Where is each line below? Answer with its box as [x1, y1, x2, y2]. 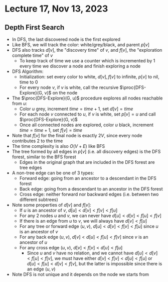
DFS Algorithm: [12, 68, 44, 74]
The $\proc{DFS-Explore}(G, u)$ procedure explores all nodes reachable [12, 95, 163, 101]
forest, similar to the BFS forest [12, 154, 76, 160]
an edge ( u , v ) [27, 266, 56, 272]
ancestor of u [19, 239, 48, 245]
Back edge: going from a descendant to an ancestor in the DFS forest [19, 186, 163, 192]
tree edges [19, 164, 42, 170]
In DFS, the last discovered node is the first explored [12, 36, 121, 42]
